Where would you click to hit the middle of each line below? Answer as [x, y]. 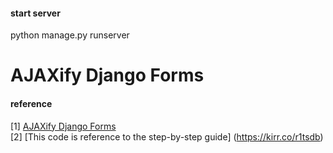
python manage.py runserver [70, 35]
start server [35, 13]
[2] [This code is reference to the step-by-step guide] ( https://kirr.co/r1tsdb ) [167, 136]
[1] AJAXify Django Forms [63, 126]
